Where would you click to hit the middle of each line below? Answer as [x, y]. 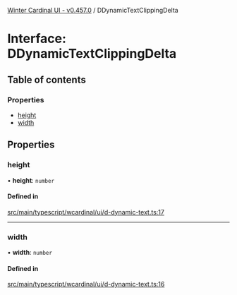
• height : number [31, 180]
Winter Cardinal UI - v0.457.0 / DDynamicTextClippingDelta [93, 10]
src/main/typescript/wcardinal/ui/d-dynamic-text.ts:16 [86, 284]
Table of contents [47, 79]
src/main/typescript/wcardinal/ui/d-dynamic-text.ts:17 [86, 212]
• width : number [30, 253]
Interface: [37, 39]
